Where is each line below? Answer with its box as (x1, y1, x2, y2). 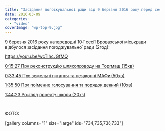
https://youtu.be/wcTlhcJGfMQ (5, 53, 68, 59)
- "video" (9, 21, 29, 26)
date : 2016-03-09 (5, 12, 41, 17)
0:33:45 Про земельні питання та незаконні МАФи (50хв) (5, 73, 125, 79)
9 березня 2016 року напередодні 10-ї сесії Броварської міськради (5, 39, 146, 45)
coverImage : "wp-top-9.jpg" (5, 26, 63, 30)
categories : (5, 16, 29, 21)
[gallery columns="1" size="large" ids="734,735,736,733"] (5, 120, 124, 126)
